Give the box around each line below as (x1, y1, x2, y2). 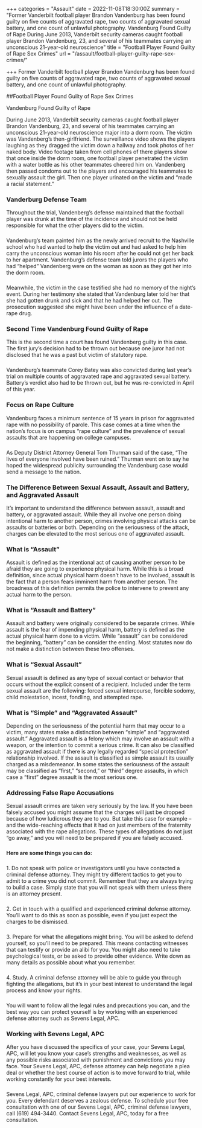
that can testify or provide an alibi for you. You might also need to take (6, 946, 181, 953)
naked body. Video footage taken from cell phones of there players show (6, 148, 188, 155)
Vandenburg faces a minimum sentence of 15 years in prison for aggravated (6, 414, 195, 421)
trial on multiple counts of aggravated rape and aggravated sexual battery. (6, 373, 191, 380)
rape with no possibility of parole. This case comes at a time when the (6, 421, 180, 428)
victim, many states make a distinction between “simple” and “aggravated (6, 729, 189, 736)
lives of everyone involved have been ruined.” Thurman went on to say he (6, 455, 189, 463)
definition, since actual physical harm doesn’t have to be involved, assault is (6, 572, 195, 579)
